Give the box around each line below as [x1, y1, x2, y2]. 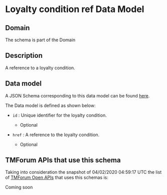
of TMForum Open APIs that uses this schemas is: [5, 174, 109, 180]
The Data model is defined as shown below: [5, 102, 96, 109]
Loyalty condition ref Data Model [5, 4, 144, 15]
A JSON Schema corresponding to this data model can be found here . [5, 92, 150, 99]
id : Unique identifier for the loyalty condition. [12, 112, 107, 118]
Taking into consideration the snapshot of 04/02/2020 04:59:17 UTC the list [5, 169, 162, 175]
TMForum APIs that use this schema [5, 156, 121, 164]
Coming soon [5, 184, 33, 190]
